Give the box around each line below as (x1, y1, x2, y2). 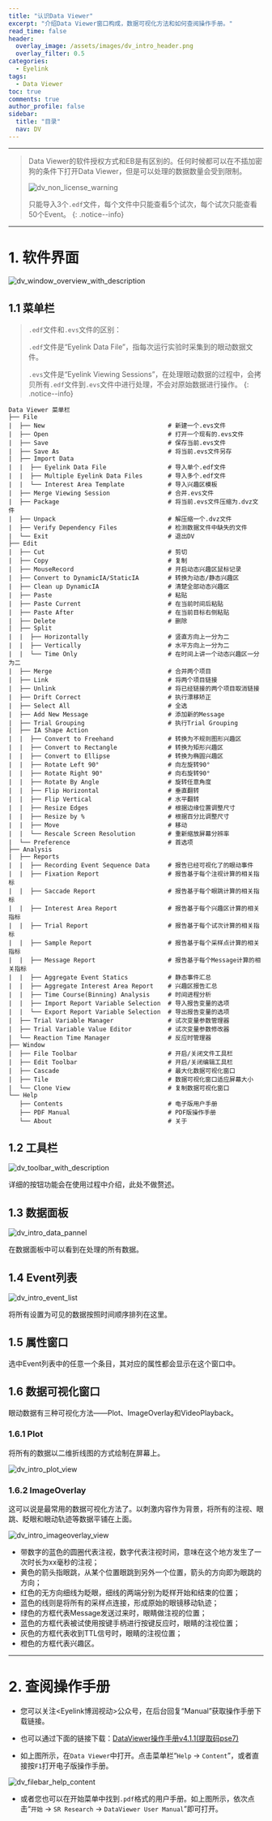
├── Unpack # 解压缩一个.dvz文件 (19, 515, 232, 523)
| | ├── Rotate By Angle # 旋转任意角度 (8, 777, 212, 786)
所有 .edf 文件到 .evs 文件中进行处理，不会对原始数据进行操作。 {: (35, 379, 249, 389)
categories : (8, 58, 49, 66)
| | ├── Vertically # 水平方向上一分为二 (8, 641, 230, 650)
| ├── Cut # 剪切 (8, 547, 188, 556)
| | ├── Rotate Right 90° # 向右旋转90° (8, 769, 210, 777)
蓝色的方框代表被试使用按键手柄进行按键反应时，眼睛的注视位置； (19, 1618, 240, 1629)
